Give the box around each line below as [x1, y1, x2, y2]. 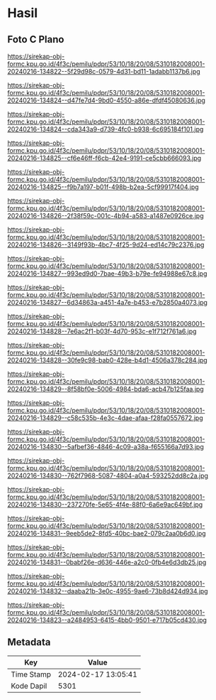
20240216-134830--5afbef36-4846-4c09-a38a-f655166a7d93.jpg [7, 443, 204, 451]
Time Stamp [11, 669, 52, 679]
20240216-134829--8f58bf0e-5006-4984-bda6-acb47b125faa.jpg [7, 385, 204, 393]
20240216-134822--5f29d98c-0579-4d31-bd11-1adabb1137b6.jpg [7, 68, 200, 75]
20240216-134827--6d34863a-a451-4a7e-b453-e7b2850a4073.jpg [7, 298, 208, 306]
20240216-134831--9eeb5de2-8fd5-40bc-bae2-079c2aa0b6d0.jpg [7, 529, 207, 537]
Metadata [7, 636, 51, 648]
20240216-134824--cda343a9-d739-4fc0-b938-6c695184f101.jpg [7, 125, 204, 133]
